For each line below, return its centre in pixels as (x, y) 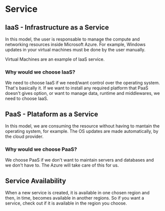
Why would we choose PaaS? (41, 149)
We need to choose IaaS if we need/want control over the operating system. (82, 83)
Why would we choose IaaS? (40, 72)
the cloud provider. (24, 136)
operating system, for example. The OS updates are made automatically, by (82, 131)
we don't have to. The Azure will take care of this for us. (62, 165)
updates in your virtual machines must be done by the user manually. (75, 50)
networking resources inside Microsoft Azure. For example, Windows (75, 44)
